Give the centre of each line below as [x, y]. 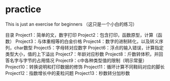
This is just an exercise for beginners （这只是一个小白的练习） [71, 24]
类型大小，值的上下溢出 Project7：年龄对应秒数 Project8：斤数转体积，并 [82, 54]
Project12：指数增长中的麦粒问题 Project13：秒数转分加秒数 [68, 73]
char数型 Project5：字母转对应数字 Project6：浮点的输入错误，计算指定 [89, 47]
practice [23, 9]
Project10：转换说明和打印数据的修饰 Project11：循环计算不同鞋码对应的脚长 [85, 67]
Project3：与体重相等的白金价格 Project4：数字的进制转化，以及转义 [87, 41]
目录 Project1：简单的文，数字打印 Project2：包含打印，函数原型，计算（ [82, 35]
